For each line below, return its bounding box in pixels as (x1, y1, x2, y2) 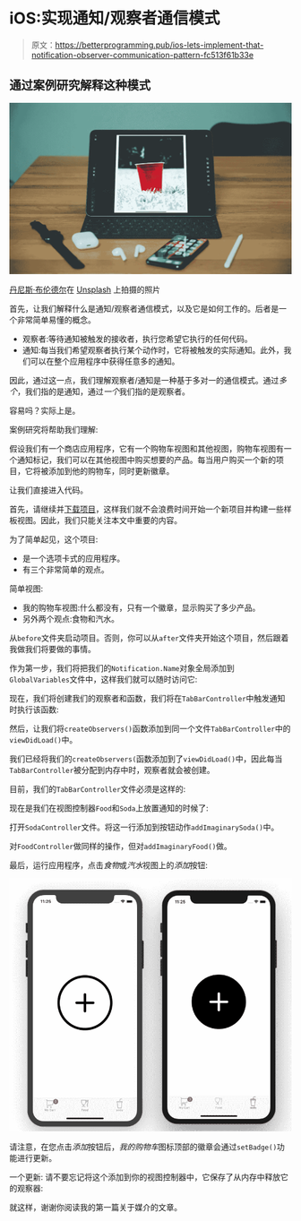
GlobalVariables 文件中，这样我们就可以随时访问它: (9, 674, 198, 685)
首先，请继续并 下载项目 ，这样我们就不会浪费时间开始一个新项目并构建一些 (9, 503, 284, 515)
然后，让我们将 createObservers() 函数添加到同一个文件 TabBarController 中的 (9, 723, 291, 735)
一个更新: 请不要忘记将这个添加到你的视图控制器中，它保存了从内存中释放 (9, 1171, 280, 1182)
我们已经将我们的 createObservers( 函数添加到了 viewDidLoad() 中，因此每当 (9, 753, 283, 764)
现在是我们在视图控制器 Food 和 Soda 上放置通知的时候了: (9, 803, 209, 813)
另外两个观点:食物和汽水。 (21, 614, 119, 624)
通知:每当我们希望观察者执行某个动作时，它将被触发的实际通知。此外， (21, 345, 284, 356)
